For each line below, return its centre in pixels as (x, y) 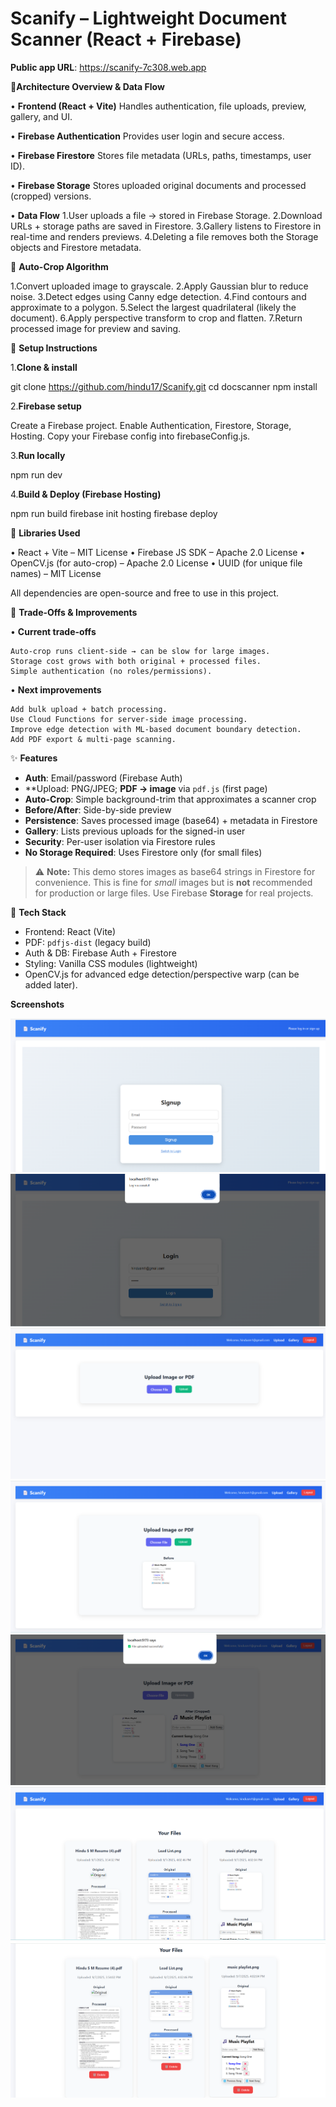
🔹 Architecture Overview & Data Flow (87, 86)
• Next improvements (56, 689)
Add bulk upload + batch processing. (89, 709)
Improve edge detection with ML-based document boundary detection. (156, 729)
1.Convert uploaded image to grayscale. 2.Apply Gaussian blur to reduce (159, 286)
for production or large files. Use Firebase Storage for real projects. (174, 893)
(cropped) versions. (51, 196)
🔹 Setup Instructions (54, 348)
